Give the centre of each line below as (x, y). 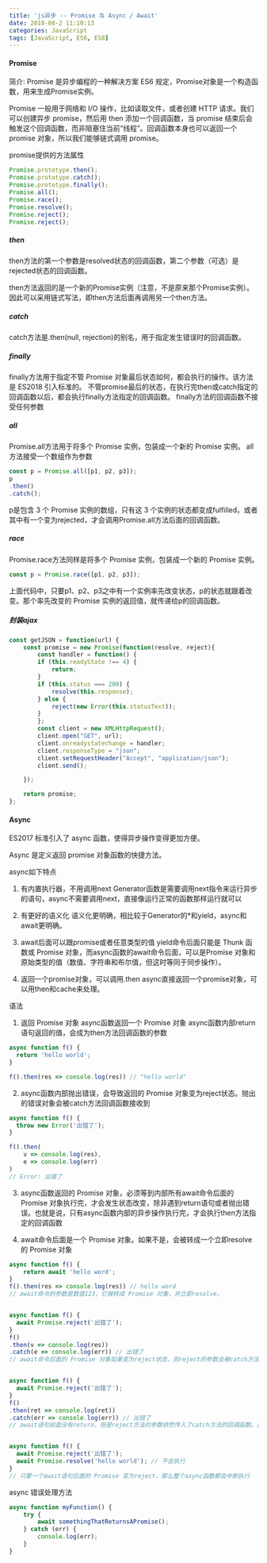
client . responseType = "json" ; (89, 751)
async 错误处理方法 (41, 1492)
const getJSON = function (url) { (64, 640)
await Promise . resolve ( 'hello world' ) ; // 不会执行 (101, 1461)
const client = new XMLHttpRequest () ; (101, 729)
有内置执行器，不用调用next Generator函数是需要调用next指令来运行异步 (139, 889)
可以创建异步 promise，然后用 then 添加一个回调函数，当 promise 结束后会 (131, 118)
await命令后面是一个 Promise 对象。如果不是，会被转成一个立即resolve (136, 1239)
